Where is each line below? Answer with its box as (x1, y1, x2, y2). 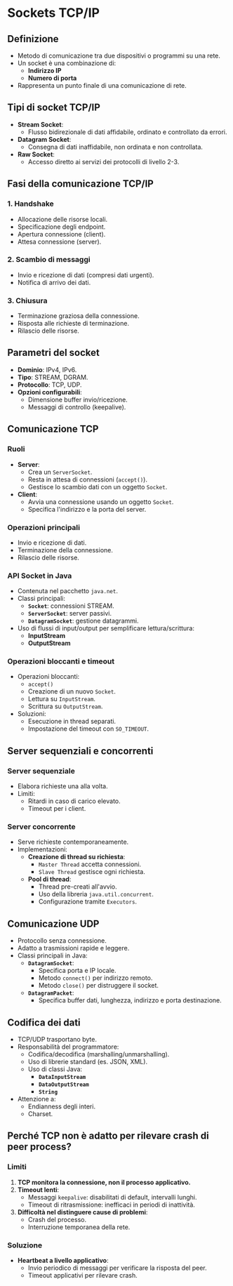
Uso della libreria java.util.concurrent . (38, 890, 154, 899)
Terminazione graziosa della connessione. (17, 312, 140, 320)
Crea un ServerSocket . (27, 468, 93, 476)
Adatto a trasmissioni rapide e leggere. (17, 944, 130, 953)
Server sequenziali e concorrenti (7, 745, 154, 757)
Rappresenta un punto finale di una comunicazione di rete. (17, 81, 187, 89)
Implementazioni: (17, 845, 68, 854)
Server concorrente (7, 822, 76, 832)
